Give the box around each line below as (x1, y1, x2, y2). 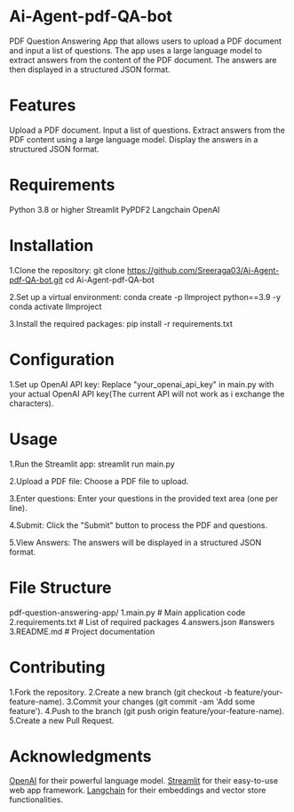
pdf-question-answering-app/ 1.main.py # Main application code (9, 607, 246, 618)
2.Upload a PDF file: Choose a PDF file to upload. (9, 475, 189, 486)
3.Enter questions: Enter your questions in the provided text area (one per (9, 492, 278, 504)
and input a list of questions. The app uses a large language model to (9, 45, 262, 55)
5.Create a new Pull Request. (9, 715, 115, 726)
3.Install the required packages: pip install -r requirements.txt (9, 318, 234, 329)
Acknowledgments (9, 746, 153, 767)
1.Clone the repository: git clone (9, 264, 126, 275)
